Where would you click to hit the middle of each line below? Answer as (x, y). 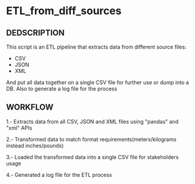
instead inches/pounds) (35, 146)
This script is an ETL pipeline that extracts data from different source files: (96, 47)
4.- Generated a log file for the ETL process (59, 175)
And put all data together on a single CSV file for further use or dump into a (97, 82)
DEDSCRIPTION (35, 33)
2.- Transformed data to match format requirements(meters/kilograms (91, 139)
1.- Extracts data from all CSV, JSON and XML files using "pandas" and (92, 121)
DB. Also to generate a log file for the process (62, 89)
